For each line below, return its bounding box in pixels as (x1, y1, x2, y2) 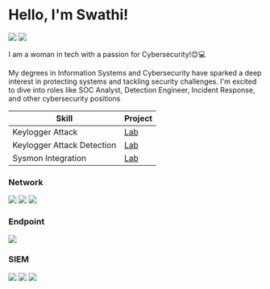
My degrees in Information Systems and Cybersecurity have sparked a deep (8, 68, 262, 77)
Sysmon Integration (12, 152, 87, 163)
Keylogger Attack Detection (12, 139, 117, 151)
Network (8, 176, 44, 188)
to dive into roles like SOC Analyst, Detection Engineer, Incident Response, (8, 85, 255, 94)
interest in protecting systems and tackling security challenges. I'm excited (8, 76, 257, 86)
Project (124, 113, 153, 124)
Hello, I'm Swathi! (8, 6, 129, 24)
